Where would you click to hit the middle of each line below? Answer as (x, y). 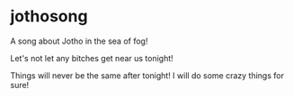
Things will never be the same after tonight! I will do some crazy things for (147, 75)
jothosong (49, 16)
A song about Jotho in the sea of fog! (79, 41)
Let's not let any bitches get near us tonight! (92, 58)
